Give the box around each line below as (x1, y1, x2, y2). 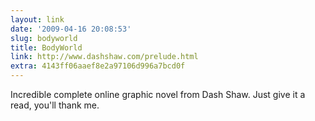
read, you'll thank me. (10, 99, 100, 111)
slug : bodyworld (10, 33, 78, 43)
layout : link (10, 14, 65, 25)
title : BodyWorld (10, 42, 83, 53)
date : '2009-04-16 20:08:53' (10, 24, 132, 34)
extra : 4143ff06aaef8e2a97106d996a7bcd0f (10, 61, 186, 71)
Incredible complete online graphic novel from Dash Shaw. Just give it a (10, 89, 306, 100)
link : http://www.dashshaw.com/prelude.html (10, 52, 199, 62)
